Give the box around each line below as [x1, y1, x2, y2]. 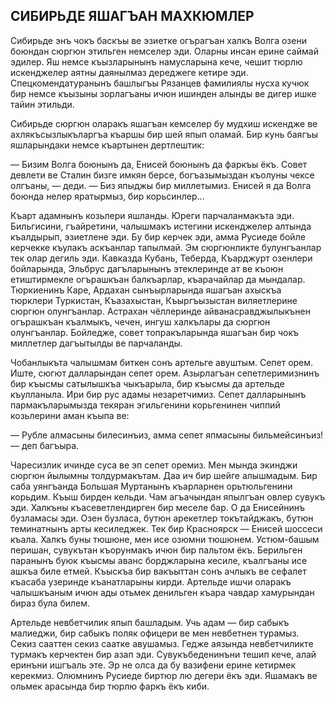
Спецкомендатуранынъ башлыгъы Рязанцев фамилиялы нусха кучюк [10, 77, 310, 89]
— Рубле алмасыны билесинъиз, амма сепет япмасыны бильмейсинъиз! [10, 429, 324, 441]
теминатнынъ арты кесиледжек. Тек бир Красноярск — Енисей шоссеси [10, 522, 323, 534]
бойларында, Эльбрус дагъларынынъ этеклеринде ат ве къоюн [10, 262, 284, 274]
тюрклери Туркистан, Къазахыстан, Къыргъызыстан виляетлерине [10, 294, 298, 306]
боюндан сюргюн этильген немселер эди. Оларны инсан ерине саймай [10, 45, 319, 57]
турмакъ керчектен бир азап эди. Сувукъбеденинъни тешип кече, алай [10, 648, 317, 660]
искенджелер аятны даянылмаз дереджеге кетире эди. [10, 66, 249, 78]
